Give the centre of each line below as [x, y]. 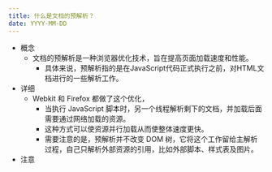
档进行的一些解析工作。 [84, 78]
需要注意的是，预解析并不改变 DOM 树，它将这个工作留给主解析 [151, 139]
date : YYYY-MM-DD [38, 24]
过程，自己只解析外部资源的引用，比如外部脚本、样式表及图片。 [151, 149]
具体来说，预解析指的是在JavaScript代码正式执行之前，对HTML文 [154, 68]
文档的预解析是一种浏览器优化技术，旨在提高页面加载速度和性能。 [142, 58]
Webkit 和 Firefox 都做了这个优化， [91, 98]
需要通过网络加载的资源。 [87, 118]
